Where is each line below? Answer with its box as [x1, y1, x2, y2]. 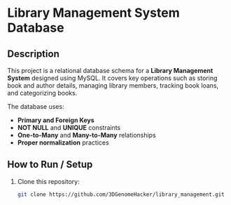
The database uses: [7, 102, 64, 110]
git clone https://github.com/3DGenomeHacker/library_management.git [17, 191, 225, 198]
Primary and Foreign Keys [17, 116, 94, 124]
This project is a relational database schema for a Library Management [7, 67, 213, 74]
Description [7, 48, 59, 60]
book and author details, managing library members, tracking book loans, [7, 81, 219, 89]
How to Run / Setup [7, 159, 93, 171]
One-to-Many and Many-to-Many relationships [17, 131, 156, 139]
